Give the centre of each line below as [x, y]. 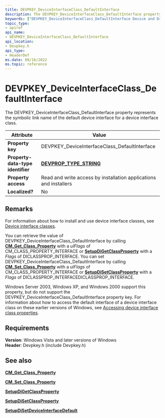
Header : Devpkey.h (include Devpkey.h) [45, 345]
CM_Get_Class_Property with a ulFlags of [48, 246]
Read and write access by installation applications [98, 178]
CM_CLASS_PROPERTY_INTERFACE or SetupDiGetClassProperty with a [79, 251]
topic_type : [17, 23]
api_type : [15, 50]
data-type [20, 164]
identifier [18, 170]
